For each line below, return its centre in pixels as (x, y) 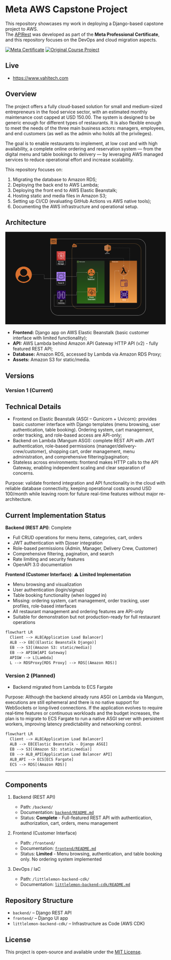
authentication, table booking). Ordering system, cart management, (83, 430)
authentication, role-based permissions (54, 446)
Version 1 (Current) (29, 390)
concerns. (23, 473)
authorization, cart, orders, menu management (69, 823)
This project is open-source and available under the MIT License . (74, 952)
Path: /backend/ (37, 807)
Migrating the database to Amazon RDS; (55, 179)
